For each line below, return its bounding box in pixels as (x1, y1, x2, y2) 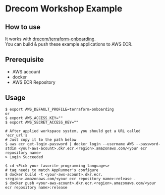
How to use (5, 23, 41, 31)
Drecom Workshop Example (5, 3, 122, 14)
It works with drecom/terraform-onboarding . (5, 36, 96, 42)
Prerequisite (5, 56, 44, 64)
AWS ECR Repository (12, 79, 55, 85)
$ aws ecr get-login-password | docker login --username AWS (5, 141, 134, 146)
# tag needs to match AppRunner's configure (5, 167, 99, 173)
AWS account (12, 68, 41, 74)
